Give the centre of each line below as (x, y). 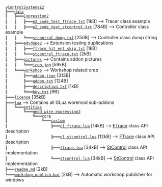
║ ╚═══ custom (35, 121)
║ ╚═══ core (28, 116)
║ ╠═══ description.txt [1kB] (42, 86)
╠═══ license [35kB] (25, 97)
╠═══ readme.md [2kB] (26, 169)
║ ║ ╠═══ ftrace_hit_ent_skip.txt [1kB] (51, 48)
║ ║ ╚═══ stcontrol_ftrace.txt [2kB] (48, 54)
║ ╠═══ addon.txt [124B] (37, 81)
